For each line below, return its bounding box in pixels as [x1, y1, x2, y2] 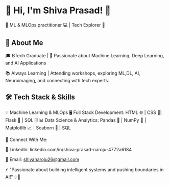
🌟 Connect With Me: [5, 136, 47, 143]
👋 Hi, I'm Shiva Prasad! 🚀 [5, 5, 111, 16]
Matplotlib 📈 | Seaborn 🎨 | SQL [5, 125, 71, 131]
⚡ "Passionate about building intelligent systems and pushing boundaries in [5, 166, 164, 173]
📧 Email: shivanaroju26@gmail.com [5, 156, 80, 163]
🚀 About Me [5, 38, 43, 48]
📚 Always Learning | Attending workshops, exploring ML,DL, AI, [5, 70, 140, 76]
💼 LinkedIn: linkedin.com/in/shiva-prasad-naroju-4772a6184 [5, 146, 132, 152]
